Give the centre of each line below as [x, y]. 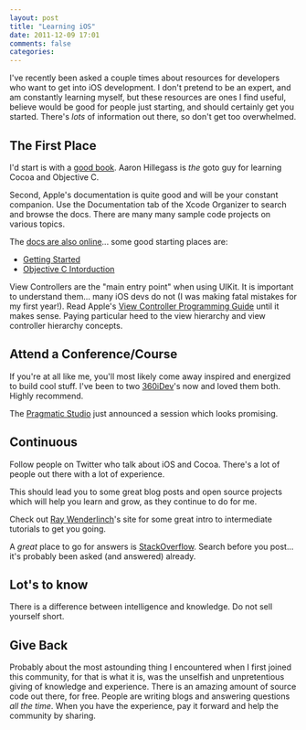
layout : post [34, 18]
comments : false [40, 43]
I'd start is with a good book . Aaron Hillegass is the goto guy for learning [146, 167]
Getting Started [51, 259]
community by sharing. [53, 716]
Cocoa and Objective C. [54, 177]
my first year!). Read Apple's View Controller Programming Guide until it [144, 306]
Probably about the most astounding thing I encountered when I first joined [151, 667]
